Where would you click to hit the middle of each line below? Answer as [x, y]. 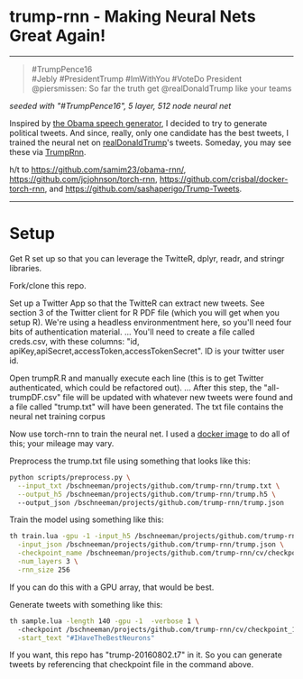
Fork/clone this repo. [48, 285]
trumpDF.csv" [35, 397]
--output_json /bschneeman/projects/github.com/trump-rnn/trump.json [151, 502]
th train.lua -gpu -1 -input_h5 [70, 537]
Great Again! [58, 36]
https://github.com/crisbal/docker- [224, 179]
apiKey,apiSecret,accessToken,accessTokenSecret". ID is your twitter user [147, 351]
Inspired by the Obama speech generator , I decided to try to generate [138, 123]
